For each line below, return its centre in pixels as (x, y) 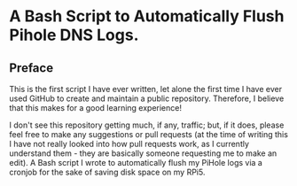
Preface (31, 68)
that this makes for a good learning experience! (95, 108)
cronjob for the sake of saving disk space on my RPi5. (107, 172)
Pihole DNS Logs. (74, 35)
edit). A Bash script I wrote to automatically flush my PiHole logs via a (136, 163)
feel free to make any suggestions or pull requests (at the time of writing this (148, 134)
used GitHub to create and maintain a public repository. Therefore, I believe (147, 98)
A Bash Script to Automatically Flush (147, 16)
